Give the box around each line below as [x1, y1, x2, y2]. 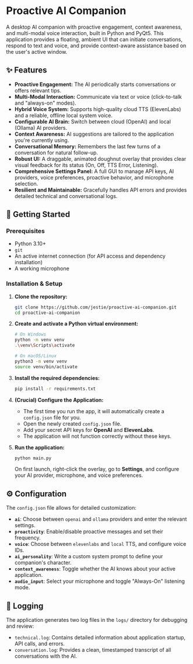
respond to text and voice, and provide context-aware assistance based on [6, 42, 187, 49]
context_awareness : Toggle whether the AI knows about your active [14, 565, 176, 572]
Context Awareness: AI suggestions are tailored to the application [14, 130, 174, 137]
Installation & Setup [6, 279, 63, 288]
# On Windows [14, 331, 47, 337]
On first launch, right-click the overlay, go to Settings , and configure [14, 466, 180, 473]
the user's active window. [6, 48, 68, 55]
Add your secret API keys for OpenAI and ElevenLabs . [23, 426, 155, 433]
